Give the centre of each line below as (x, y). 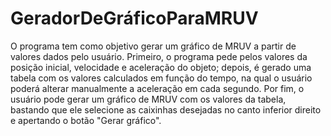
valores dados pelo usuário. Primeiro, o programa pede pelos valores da (159, 56)
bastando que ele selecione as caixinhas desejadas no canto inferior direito (166, 109)
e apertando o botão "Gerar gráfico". (86, 120)
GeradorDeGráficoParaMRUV (134, 18)
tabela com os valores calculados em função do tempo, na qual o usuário (161, 78)
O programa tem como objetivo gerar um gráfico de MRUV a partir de (153, 46)
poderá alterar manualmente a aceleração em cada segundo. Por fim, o (157, 88)
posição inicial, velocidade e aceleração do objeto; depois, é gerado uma (161, 67)
